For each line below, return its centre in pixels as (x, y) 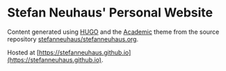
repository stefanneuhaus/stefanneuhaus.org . (73, 39)
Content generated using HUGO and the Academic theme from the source (113, 32)
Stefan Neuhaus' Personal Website (110, 13)
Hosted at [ (23, 52)
